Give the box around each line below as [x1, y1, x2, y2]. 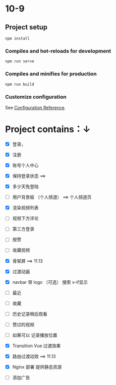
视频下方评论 [12, 215, 39, 221]
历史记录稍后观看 [12, 311, 48, 317]
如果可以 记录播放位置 [12, 332, 58, 338]
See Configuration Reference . [5, 104, 66, 110]
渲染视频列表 [12, 205, 39, 211]
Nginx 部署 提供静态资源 [12, 364, 62, 370]
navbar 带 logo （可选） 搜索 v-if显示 [12, 279, 88, 285]
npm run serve [5, 59, 35, 64]
